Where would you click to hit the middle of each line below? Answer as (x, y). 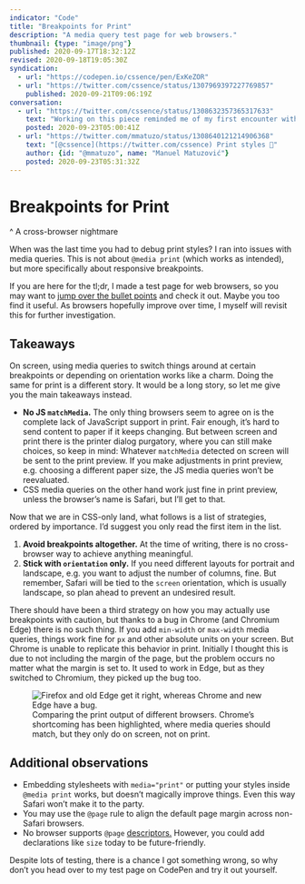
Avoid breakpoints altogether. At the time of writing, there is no (142, 544)
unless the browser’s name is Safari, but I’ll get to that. (124, 499)
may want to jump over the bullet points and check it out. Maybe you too (144, 296)
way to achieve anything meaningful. (124, 554)
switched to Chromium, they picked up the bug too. (105, 678)
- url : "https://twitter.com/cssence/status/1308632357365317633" (146, 111)
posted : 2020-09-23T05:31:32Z (83, 161)
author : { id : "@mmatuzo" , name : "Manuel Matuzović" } (128, 153)
